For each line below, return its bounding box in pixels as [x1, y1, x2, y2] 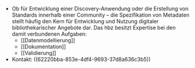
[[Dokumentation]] [20, 43, 67, 50]
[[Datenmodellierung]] [20, 37, 76, 44]
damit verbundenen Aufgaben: [11, 30, 87, 38]
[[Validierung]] [20, 50, 56, 56]
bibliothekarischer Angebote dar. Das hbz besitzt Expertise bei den [11, 24, 176, 31]
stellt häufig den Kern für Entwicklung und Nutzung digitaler [11, 18, 159, 24]
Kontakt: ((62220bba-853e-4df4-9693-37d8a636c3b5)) [11, 56, 151, 63]
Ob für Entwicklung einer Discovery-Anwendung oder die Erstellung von [11, 5, 189, 12]
